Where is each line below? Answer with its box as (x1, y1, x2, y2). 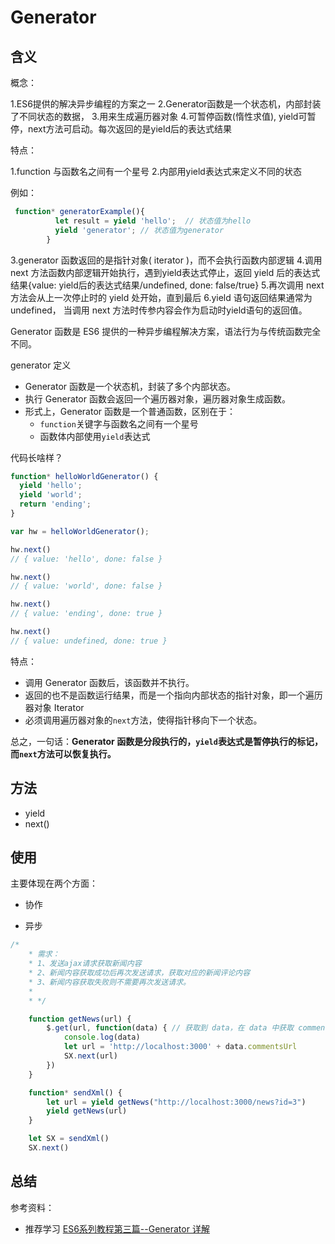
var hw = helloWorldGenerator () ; (10, 526, 150, 536)
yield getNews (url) (46, 1106, 128, 1116)
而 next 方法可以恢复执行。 (10, 747, 117, 760)
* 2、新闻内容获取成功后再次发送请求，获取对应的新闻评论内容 (28, 968, 251, 978)
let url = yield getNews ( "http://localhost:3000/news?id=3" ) (46, 1097, 307, 1107)
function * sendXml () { (28, 1087, 123, 1098)
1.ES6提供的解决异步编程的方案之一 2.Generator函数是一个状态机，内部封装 (10, 98, 322, 110)
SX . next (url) (63, 1051, 118, 1061)
